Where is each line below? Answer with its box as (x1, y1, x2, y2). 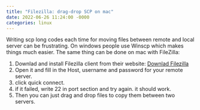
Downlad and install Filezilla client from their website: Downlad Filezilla (14, 60, 189, 67)
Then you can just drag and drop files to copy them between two (14, 92, 175, 99)
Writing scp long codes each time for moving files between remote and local (6, 36, 195, 43)
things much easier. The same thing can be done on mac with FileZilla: (6, 49, 180, 56)
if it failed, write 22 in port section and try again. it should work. (14, 86, 172, 93)
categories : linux (6, 20, 52, 26)
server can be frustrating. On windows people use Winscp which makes (6, 42, 184, 49)
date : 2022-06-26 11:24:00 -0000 (6, 14, 90, 20)
